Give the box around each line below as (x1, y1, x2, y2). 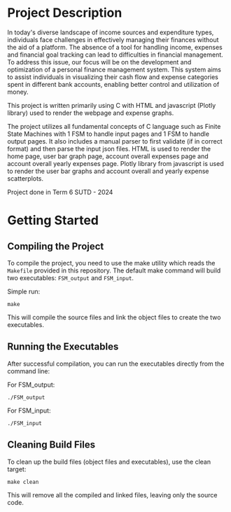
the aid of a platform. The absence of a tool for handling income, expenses (7, 43, 223, 51)
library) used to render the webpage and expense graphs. (7, 109, 174, 117)
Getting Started (7, 212, 99, 228)
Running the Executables (7, 341, 119, 353)
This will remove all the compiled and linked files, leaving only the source (7, 490, 218, 499)
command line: (7, 366, 50, 375)
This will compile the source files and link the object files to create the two (7, 313, 221, 321)
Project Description (7, 5, 122, 21)
